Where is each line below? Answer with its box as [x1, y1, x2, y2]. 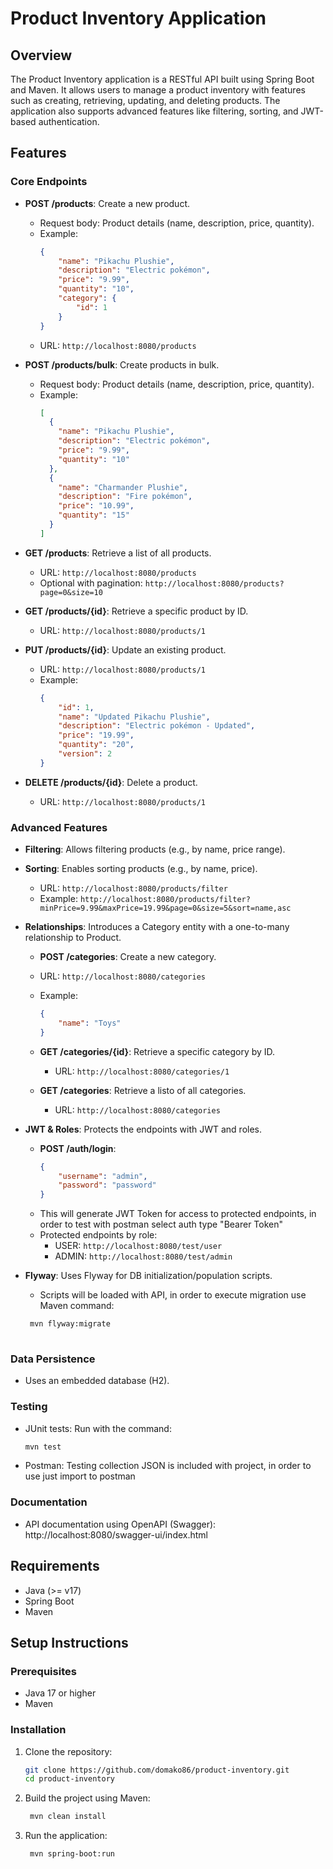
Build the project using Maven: [24, 1792, 151, 1804]
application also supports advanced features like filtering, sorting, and [10, 105, 299, 117]
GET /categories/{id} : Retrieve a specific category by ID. [39, 1045, 276, 1057]
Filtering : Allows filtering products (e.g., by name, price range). [24, 843, 286, 856]
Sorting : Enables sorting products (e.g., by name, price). [24, 863, 258, 875]
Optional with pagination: [39, 577, 143, 589]
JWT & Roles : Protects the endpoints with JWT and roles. [24, 1123, 263, 1135]
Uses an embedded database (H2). [24, 1375, 170, 1387]
